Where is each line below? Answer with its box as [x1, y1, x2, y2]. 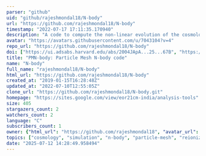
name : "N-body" [6, 60, 45, 66]
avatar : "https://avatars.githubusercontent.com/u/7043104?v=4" [6, 37, 174, 44]
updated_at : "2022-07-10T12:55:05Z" [6, 84, 100, 90]
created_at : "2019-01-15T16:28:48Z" [6, 77, 100, 84]
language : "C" [6, 117, 43, 123]
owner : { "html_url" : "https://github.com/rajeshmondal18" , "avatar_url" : [6, 129, 199, 135]
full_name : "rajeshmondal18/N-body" [6, 66, 100, 72]
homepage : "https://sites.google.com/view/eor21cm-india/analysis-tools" [6, 95, 199, 101]
